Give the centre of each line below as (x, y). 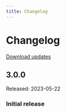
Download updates (28, 57)
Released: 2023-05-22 (33, 89)
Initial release (25, 104)
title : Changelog (27, 11)
